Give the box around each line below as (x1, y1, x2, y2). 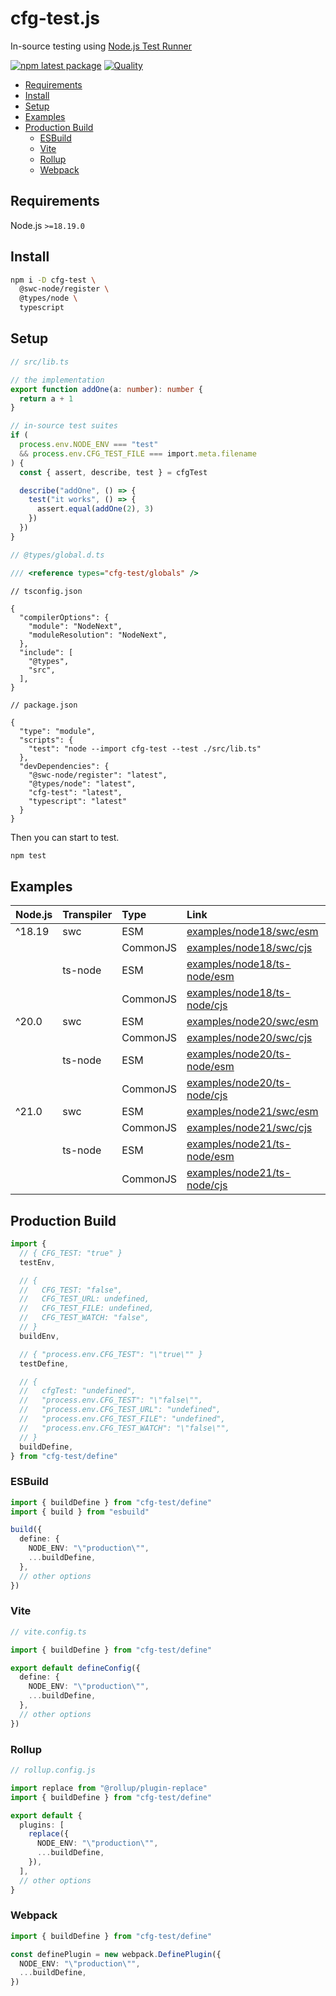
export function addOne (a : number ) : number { (10, 384, 203, 394)
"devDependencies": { (19, 761, 110, 771)
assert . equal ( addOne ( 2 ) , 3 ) (36, 504, 155, 514)
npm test (10, 850, 47, 861)
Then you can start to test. (10, 831, 120, 843)
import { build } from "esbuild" (10, 1507, 150, 1517)
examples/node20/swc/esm (186, 1015, 319, 1029)
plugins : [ (19, 1820, 65, 1830)
